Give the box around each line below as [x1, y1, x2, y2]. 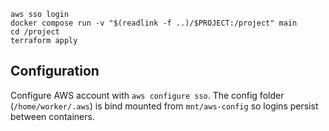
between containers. [10, 110, 95, 122]
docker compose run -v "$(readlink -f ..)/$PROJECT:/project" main [10, 18, 298, 28]
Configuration [10, 63, 100, 80]
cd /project [10, 27, 60, 37]
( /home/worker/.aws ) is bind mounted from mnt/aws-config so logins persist [10, 100, 319, 112]
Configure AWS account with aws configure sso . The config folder [10, 89, 285, 101]
